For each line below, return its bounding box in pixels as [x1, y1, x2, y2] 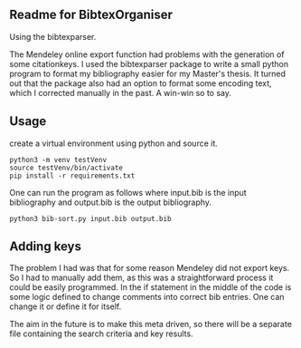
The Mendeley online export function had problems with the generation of [9, 49, 285, 60]
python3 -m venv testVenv [9, 155, 107, 164]
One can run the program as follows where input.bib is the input [9, 187, 247, 198]
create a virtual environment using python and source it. [9, 138, 219, 149]
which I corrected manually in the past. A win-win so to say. [9, 87, 232, 98]
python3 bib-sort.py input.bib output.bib [9, 214, 172, 223]
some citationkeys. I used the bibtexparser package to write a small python [9, 58, 289, 69]
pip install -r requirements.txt [9, 171, 136, 180]
